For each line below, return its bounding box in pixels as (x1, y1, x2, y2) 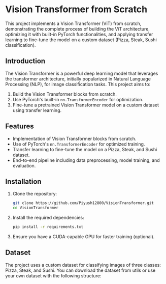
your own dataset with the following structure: (5, 272, 102, 278)
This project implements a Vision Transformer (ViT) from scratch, (5, 20, 142, 26)
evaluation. (12, 162, 36, 168)
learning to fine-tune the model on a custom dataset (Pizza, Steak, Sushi (5, 37, 157, 43)
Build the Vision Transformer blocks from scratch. (12, 91, 117, 97)
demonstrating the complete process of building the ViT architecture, (5, 25, 150, 32)
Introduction (5, 57, 46, 66)
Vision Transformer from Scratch (5, 4, 148, 15)
